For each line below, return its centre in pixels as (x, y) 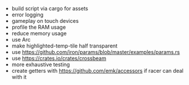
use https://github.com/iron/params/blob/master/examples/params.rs (96, 52)
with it (19, 77)
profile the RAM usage (39, 27)
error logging (28, 15)
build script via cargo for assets (50, 8)
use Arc (21, 40)
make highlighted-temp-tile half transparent (65, 46)
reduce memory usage (39, 33)
